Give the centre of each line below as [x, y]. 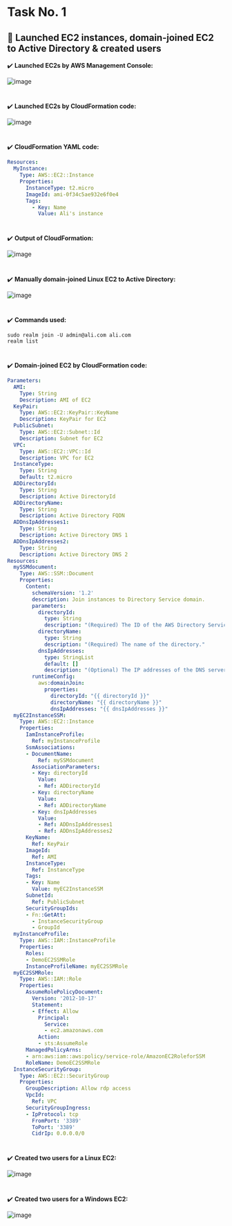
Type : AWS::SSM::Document [57, 574]
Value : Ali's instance [70, 214]
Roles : [35, 953]
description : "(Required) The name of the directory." [125, 644]
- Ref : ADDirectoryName [72, 805]
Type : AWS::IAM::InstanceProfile [68, 941]
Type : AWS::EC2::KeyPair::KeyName [69, 413]
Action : [49, 1037]
